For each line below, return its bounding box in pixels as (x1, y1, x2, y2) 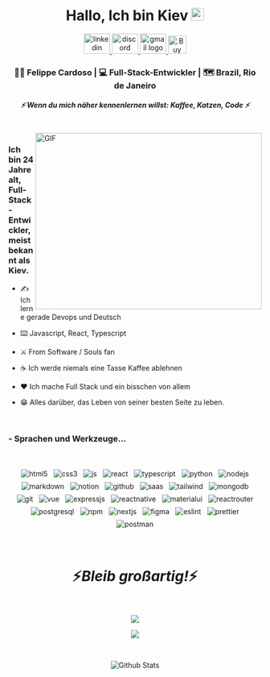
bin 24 (8, 154, 34, 165)
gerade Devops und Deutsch (26, 313, 122, 322)
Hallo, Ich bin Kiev (65, 6, 189, 25)
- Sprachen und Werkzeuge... (8, 434, 127, 445)
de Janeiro (113, 80, 157, 91)
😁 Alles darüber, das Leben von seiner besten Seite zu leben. (19, 397, 225, 407)
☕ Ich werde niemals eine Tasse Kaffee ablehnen (19, 363, 182, 373)
